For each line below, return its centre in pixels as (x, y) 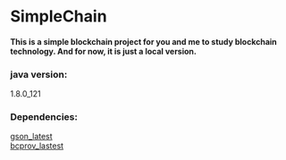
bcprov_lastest (37, 146)
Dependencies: (44, 117)
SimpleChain (59, 17)
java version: (39, 74)
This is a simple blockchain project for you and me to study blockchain (144, 41)
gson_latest (31, 137)
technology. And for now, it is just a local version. (104, 51)
